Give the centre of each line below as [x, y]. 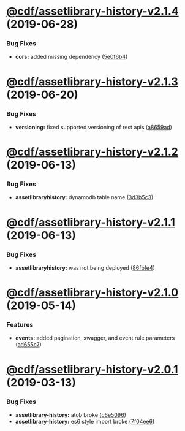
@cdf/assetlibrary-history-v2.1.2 [92, 152]
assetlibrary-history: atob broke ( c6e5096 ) [71, 414]
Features [20, 325]
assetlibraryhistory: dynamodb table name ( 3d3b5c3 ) [84, 197]
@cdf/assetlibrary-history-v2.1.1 [91, 222]
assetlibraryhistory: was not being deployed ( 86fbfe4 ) [85, 267]
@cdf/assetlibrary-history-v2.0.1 [92, 369]
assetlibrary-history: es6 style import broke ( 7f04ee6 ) [85, 421]
